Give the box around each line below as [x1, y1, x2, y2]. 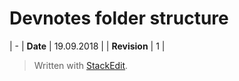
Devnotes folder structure [9, 7, 229, 30]
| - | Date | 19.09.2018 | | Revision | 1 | [9, 40, 166, 52]
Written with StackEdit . [33, 59, 129, 71]
